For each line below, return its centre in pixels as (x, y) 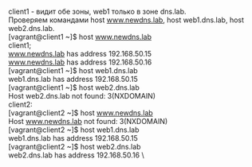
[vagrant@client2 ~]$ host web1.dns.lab (74, 130)
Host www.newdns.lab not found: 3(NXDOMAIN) (88, 121)
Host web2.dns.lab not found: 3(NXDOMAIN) (82, 96)
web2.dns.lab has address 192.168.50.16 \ (77, 155)
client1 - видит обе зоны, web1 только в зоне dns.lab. (97, 12)
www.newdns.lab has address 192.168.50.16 (80, 62)
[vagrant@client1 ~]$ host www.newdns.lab (80, 37)
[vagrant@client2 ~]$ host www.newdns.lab (81, 113)
